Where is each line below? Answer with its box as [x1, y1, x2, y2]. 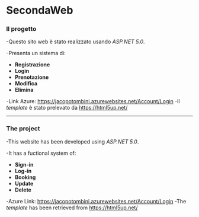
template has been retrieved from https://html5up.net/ [6, 204, 138, 211]
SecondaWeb [6, 4, 73, 17]
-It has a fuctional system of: [6, 149, 76, 157]
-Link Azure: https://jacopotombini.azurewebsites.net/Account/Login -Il [6, 98, 180, 105]
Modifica [14, 80, 38, 87]
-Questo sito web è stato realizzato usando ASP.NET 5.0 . [6, 38, 145, 45]
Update [14, 180, 34, 187]
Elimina [14, 87, 34, 94]
